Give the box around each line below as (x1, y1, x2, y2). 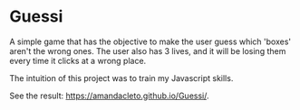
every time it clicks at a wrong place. (9, 55, 147, 66)
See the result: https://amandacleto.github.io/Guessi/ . (9, 90, 209, 101)
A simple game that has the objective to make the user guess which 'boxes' (9, 36, 292, 47)
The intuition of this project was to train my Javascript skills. (9, 72, 234, 83)
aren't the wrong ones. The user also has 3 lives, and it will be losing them (9, 45, 286, 56)
